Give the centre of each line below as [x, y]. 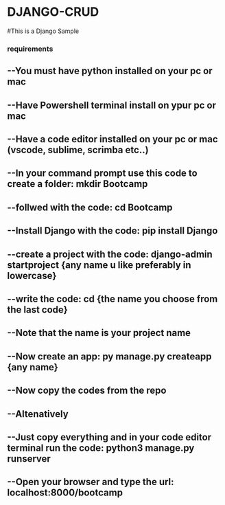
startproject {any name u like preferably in [99, 265]
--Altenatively [38, 414]
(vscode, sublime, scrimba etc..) [78, 150]
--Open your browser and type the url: [91, 482]
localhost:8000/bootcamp [65, 493]
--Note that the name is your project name [99, 333]
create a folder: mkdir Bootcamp [78, 184]
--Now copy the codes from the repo [87, 391]
